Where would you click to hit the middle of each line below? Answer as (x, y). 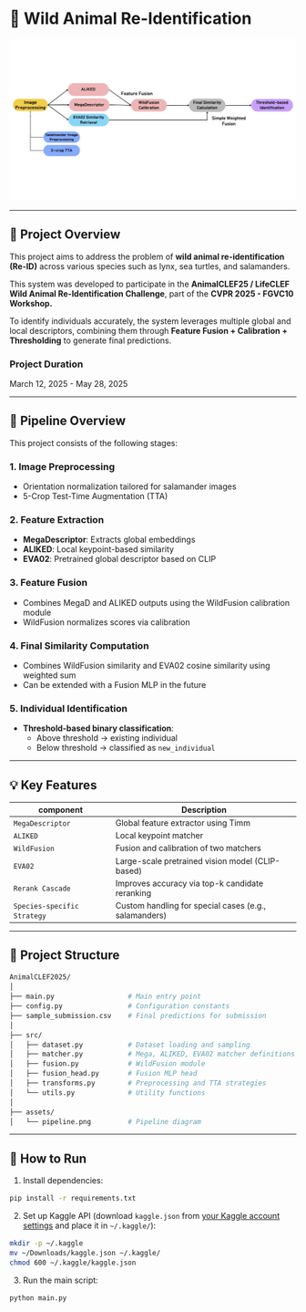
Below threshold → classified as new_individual (126, 748)
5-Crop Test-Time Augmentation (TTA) (95, 496)
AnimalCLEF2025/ (40, 977)
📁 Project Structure (65, 956)
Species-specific (46, 907)
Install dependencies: (63, 1181)
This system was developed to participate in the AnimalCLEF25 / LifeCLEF (149, 284)
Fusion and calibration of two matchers (188, 849)
